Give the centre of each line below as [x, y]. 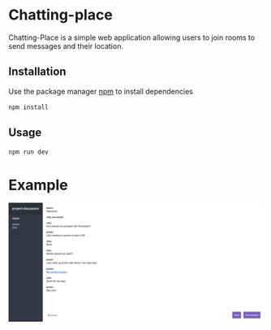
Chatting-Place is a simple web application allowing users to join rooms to [132, 37]
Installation [37, 72]
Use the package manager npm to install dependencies [101, 91]
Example [38, 185]
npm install [28, 107]
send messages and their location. [66, 46]
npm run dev [28, 152]
